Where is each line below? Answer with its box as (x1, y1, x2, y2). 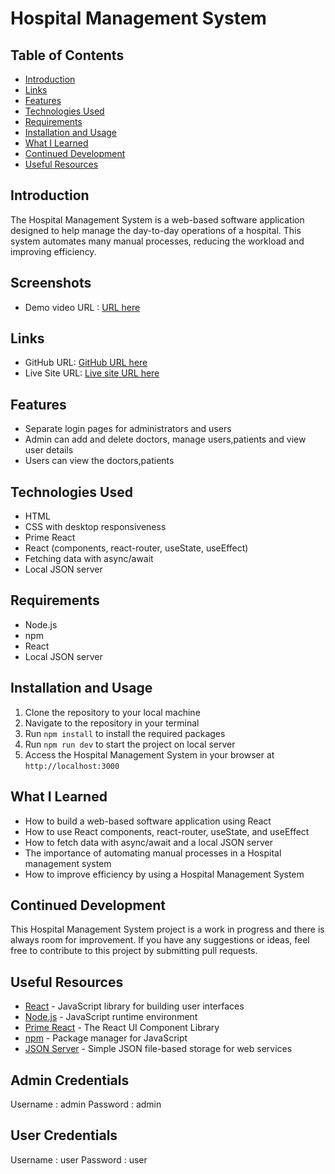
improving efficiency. (10, 245, 97, 257)
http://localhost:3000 (24, 761, 120, 771)
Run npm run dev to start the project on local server (24, 738, 236, 750)
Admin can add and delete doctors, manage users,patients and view (24, 433, 307, 446)
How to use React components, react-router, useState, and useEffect (24, 825, 310, 837)
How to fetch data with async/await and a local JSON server (24, 836, 273, 848)
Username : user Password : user (10, 1153, 148, 1166)
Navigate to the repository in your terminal (24, 717, 200, 729)
